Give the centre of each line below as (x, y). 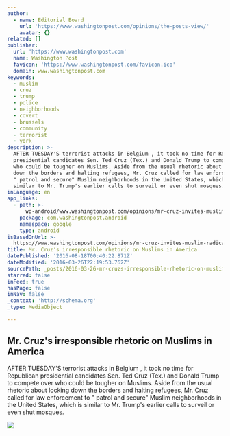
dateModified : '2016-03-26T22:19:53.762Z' (68, 262)
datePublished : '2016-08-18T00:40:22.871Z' (70, 256)
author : (18, 13)
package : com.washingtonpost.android (73, 218)
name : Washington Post (46, 58)
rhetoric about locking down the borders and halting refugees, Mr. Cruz (108, 390)
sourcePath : (24, 268)
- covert (26, 115)
